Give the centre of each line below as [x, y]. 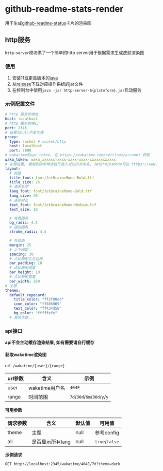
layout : [13, 169]
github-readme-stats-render [64, 9]
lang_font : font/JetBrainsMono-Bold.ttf [51, 191]
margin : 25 [20, 245]
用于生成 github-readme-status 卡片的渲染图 [48, 23]
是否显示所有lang [51, 442]
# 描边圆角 [19, 227]
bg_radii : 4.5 [24, 223]
